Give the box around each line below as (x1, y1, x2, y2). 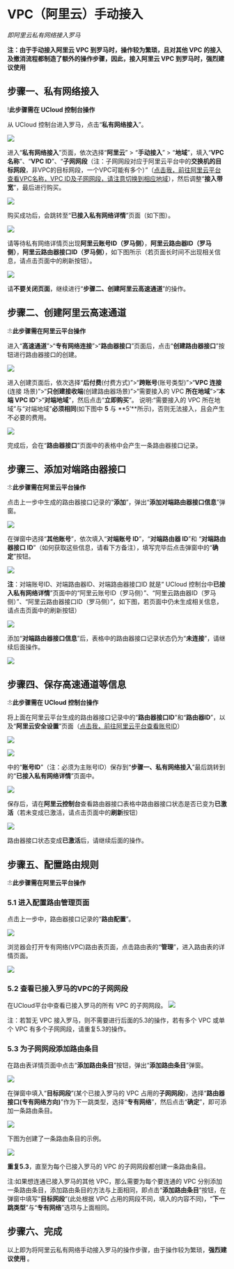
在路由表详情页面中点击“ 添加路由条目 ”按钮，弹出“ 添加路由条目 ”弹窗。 (7, 1061, 208, 1069)
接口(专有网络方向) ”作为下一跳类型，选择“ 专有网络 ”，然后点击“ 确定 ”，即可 (7, 1097, 221, 1106)
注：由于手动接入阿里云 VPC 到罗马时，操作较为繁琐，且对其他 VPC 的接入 (7, 45, 223, 54)
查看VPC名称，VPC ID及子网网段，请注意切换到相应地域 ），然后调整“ (7, 174, 205, 182)
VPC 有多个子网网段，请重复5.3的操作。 (15, 1025, 130, 1033)
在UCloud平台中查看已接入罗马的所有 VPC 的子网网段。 (7, 1001, 167, 1009)
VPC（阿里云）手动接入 (7, 6, 143, 22)
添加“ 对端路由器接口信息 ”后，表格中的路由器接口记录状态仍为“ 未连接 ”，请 (7, 634, 219, 643)
